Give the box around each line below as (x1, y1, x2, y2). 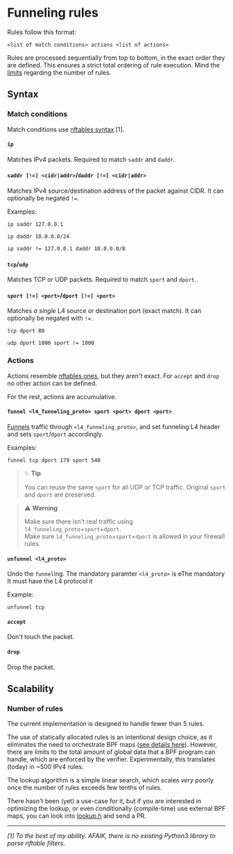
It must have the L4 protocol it (7, 577, 93, 586)
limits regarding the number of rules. (7, 68, 112, 76)
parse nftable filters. (7, 839, 66, 848)
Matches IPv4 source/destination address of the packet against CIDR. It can (7, 186, 224, 195)
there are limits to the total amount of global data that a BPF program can (7, 748, 216, 756)
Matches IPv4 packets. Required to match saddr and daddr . (7, 155, 175, 163)
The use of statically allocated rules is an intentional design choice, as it (7, 733, 213, 741)
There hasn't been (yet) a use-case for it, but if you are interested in (7, 797, 202, 805)
